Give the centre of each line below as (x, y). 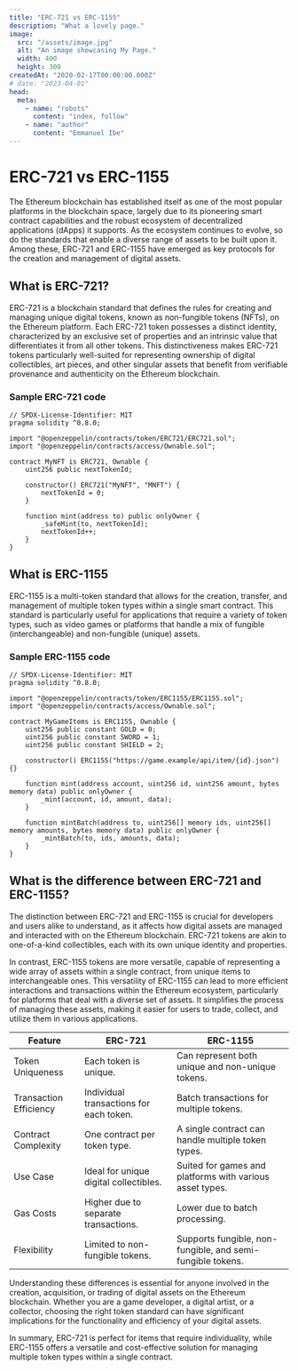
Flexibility (33, 1249)
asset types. (202, 1187)
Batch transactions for (223, 1097)
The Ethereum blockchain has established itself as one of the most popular (146, 202)
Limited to (105, 1244)
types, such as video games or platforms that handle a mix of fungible (137, 624)
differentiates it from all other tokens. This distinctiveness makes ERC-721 (144, 345)
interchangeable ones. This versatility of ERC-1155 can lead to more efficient (149, 980)
